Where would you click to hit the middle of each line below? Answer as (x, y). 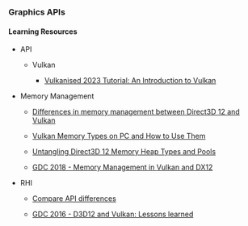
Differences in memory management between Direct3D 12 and (136, 112)
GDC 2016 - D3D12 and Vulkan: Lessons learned (113, 214)
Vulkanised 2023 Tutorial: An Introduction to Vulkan (130, 81)
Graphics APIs (37, 12)
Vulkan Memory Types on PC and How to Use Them (119, 136)
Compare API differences (74, 199)
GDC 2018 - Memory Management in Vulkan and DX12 (122, 167)
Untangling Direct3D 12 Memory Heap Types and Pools (124, 152)
